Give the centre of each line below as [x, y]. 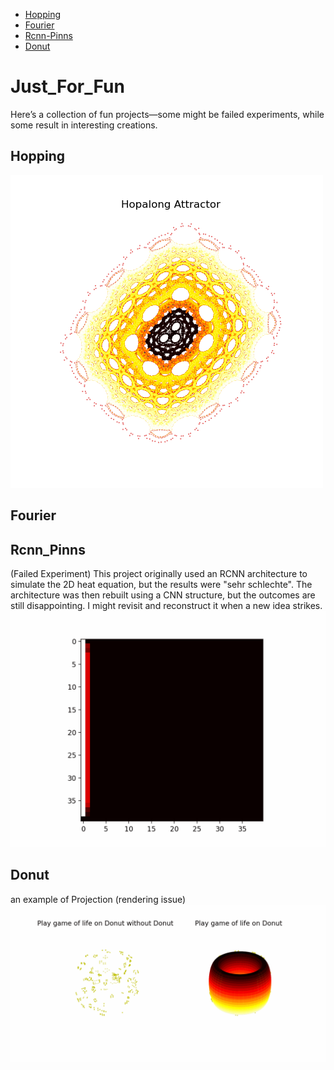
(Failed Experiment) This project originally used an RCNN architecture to [159, 573]
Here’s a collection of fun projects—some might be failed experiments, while [167, 114]
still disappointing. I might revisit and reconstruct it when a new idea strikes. [166, 605]
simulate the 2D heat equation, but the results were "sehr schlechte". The [161, 584]
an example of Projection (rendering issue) [98, 899]
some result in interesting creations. [84, 125]
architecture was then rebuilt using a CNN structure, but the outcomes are [163, 595]
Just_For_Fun [67, 86]
